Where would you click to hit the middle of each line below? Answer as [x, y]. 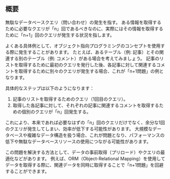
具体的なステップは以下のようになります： [50, 88]
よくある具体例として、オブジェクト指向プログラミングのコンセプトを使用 [83, 46]
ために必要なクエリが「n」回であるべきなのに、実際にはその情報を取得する [84, 28]
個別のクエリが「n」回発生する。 [56, 112]
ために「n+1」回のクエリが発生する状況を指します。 [60, 35]
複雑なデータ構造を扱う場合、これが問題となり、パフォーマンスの [96, 135]
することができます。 [27, 171]
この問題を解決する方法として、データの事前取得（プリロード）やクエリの [83, 152]
